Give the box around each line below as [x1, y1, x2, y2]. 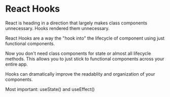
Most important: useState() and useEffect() [5, 86, 95, 92]
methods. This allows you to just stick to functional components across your [5, 55, 164, 61]
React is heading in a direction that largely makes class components [5, 20, 148, 26]
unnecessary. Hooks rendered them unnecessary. [5, 25, 110, 31]
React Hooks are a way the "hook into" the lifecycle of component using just [5, 35, 165, 41]
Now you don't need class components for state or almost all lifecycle [5, 50, 151, 56]
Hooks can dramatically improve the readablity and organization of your [5, 71, 155, 77]
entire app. [5, 61, 28, 67]
